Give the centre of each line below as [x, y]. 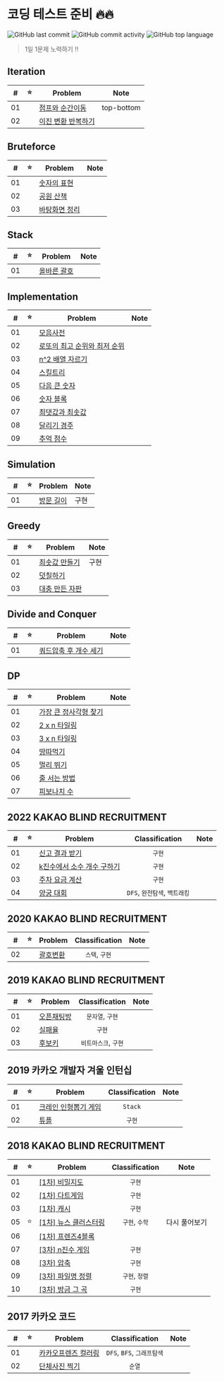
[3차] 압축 [55, 1263]
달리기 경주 [56, 426]
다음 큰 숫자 [57, 386]
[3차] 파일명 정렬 [66, 1276]
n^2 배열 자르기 [63, 360]
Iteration [26, 72]
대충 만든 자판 [61, 588]
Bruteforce [32, 147]
